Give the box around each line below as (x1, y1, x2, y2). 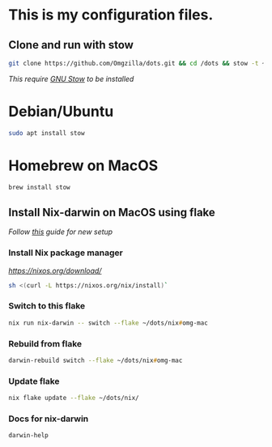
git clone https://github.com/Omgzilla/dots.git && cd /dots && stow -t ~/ (8, 59, 270, 67)
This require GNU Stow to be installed (8, 74, 134, 83)
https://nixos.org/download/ (8, 266, 102, 275)
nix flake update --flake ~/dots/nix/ (8, 394, 139, 402)
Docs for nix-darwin (8, 413, 89, 424)
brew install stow (8, 183, 70, 191)
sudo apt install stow (8, 129, 85, 137)
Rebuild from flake (8, 338, 83, 349)
